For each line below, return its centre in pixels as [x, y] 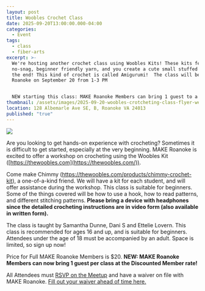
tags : [13, 40]
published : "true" [30, 114]
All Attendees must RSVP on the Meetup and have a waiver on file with [95, 275]
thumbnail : [20, 103]
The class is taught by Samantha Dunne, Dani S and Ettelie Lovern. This [96, 225]
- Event [22, 35]
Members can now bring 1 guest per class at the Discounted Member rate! [102, 263]
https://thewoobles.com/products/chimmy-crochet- [127, 174]
